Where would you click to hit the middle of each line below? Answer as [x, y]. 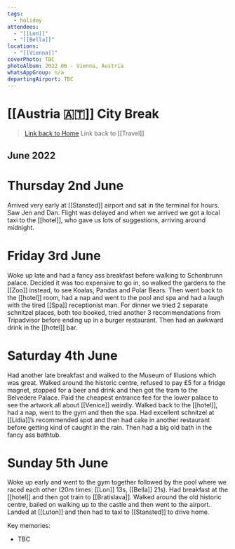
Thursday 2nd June [66, 185]
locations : [23, 46]
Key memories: [29, 526]
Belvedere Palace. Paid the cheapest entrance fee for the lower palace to [113, 398]
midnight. [21, 227]
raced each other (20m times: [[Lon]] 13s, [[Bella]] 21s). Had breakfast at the [118, 490]
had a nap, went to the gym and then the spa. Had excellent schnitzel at [111, 412]
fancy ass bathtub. [34, 435]
